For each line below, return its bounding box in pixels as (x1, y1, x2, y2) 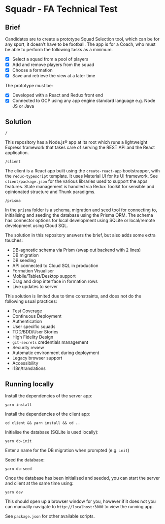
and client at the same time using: (5, 480, 74, 486)
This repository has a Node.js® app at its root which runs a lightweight (5, 139, 148, 145)
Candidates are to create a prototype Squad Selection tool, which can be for (5, 36, 160, 42)
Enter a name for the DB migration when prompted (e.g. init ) (5, 447, 130, 453)
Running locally (5, 380, 54, 388)
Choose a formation (12, 67, 53, 73)
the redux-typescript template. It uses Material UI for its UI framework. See (5, 173, 158, 179)
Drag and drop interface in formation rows (12, 278, 98, 284)
